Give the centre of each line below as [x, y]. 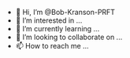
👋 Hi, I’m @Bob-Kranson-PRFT [65, 12]
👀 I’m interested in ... [49, 20]
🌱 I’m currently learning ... [58, 29]
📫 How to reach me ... [52, 46]
